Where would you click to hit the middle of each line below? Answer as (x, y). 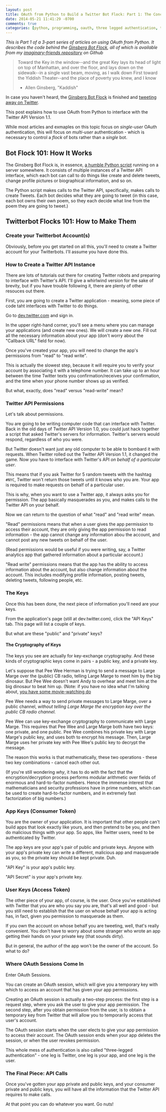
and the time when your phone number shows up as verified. (67, 381)
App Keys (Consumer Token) (41, 811)
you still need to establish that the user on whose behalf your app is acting (81, 911)
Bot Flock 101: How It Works (49, 153)
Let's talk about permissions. (35, 414)
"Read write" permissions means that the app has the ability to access (77, 564)
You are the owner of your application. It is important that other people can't (83, 822)
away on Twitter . (22, 102)
